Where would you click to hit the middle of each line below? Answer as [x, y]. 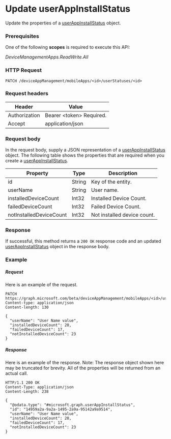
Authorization [24, 115]
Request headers [27, 94]
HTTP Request [24, 70]
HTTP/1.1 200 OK [22, 383]
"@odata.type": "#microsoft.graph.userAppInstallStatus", [73, 405]
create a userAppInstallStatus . [37, 161]
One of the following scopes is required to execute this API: [68, 47]
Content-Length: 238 [27, 392]
